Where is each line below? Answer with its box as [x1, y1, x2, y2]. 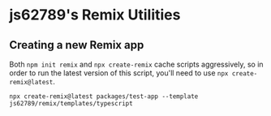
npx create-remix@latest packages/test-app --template [9, 92, 199, 101]
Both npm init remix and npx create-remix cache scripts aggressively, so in [9, 59, 264, 69]
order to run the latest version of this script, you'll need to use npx [9, 68, 229, 78]
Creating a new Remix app [9, 38, 144, 52]
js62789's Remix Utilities [9, 6, 181, 24]
